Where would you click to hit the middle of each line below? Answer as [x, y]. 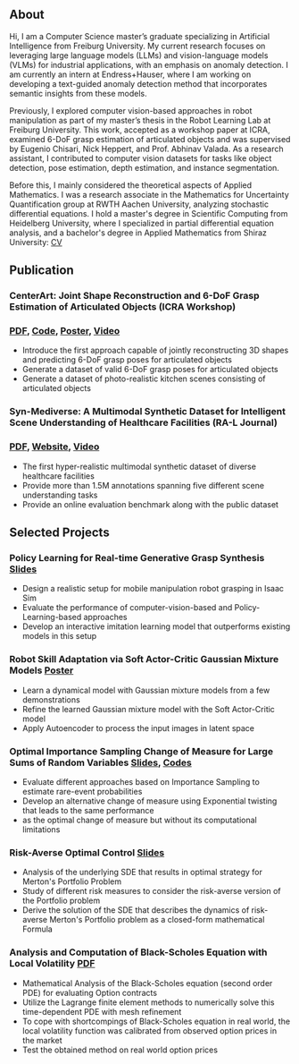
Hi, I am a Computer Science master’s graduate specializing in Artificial [140, 36]
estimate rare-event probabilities [82, 791]
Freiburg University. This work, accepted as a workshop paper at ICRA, [140, 130]
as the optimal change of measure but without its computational [139, 820]
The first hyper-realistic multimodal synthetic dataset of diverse [139, 466]
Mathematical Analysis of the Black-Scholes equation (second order [147, 983]
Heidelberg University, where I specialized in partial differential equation [141, 223]
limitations [41, 829]
